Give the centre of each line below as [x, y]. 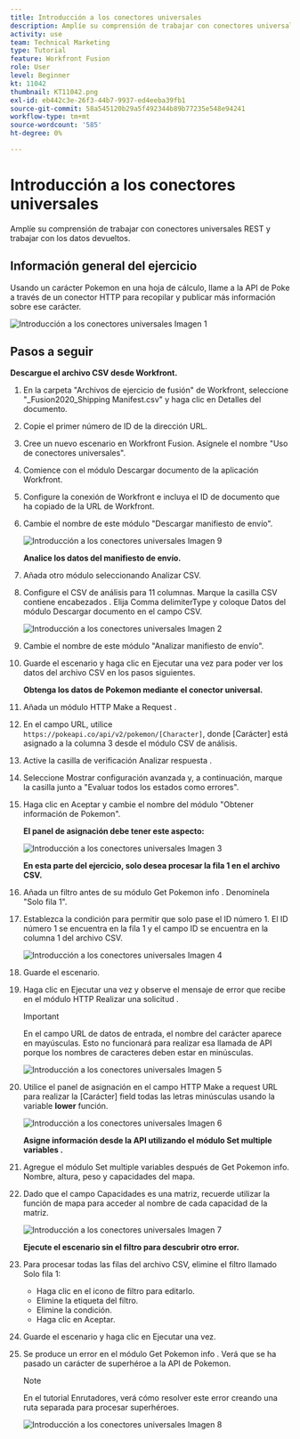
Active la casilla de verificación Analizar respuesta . [118, 761]
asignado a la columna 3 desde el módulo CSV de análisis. [130, 743]
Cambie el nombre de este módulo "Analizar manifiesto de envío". [143, 646]
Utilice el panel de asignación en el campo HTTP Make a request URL [150, 1087]
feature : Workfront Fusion [60, 59]
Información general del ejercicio [104, 267]
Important [41, 1016]
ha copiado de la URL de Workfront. [89, 506]
